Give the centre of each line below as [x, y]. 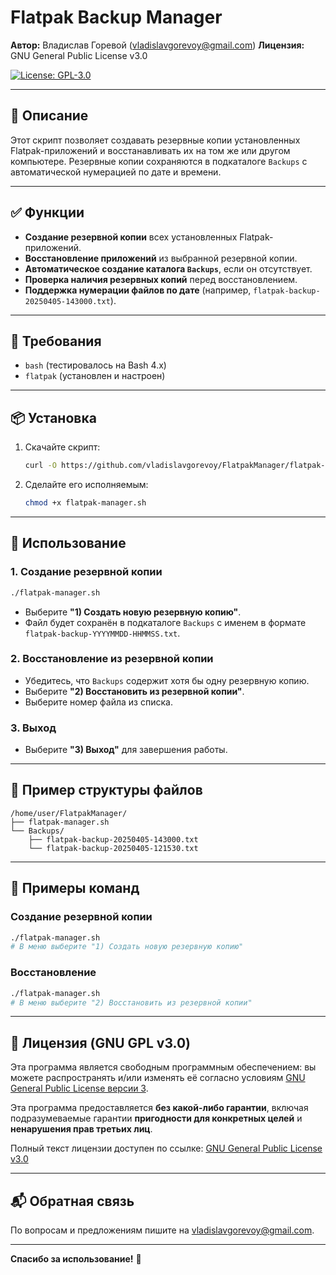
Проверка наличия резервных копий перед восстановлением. [161, 279]
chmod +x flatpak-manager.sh [85, 503]
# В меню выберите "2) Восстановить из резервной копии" [131, 1002]
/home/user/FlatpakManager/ [69, 813]
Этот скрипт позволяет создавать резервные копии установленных [155, 140]
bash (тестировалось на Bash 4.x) [95, 365]
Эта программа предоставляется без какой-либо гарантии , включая [159, 1108]
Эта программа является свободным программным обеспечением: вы [163, 1067]
